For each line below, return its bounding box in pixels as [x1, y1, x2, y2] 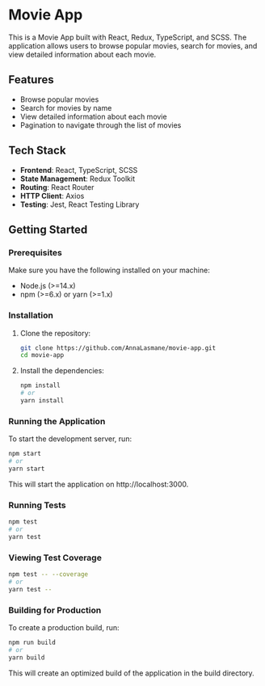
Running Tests [8, 499, 66, 511]
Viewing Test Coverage [8, 552, 103, 563]
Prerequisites [8, 246, 62, 258]
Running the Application [8, 415, 106, 427]
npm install [19, 381, 61, 389]
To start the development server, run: [8, 434, 132, 444]
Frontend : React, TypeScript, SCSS [19, 165, 138, 175]
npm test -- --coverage [8, 570, 89, 579]
